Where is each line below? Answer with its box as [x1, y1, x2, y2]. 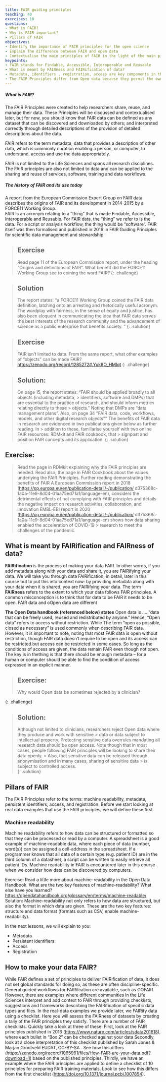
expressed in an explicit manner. [5, 661, 71, 667]
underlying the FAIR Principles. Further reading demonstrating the [17, 475, 151, 481]
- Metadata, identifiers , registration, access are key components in [5, 72, 156, 77]
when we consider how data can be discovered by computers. [5, 867, 132, 873]
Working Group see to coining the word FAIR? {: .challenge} [17, 270, 138, 276]
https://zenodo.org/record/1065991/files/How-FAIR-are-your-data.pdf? [6, 1050, 151, 1056]
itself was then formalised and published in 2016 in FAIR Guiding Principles [5, 226, 157, 232]
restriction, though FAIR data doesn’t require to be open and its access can [5, 635, 158, 641]
